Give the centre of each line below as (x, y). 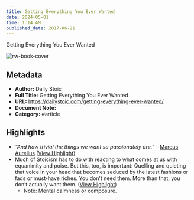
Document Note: (35, 108)
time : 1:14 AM (24, 22)
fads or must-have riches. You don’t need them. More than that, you (97, 178)
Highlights (26, 132)
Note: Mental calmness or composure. (70, 191)
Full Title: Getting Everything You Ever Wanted (71, 96)
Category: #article (37, 114)
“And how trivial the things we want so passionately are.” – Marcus (96, 147)
